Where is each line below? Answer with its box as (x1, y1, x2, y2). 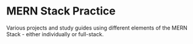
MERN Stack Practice (6, 4, 116, 18)
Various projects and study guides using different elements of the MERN (6, 24, 188, 31)
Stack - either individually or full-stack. (6, 30, 104, 37)
